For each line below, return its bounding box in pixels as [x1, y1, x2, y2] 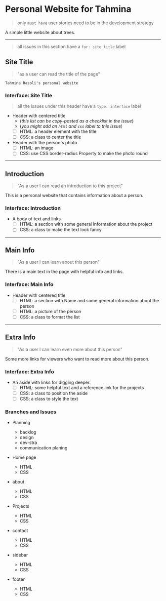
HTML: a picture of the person [19, 308, 82, 314]
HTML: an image [19, 145, 53, 151]
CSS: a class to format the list [19, 314, 80, 320]
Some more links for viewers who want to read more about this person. [5, 356, 150, 361]
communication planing [19, 445, 68, 451]
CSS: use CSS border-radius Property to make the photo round [19, 151, 148, 157]
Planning [12, 420, 31, 426]
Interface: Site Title [5, 92, 52, 99]
